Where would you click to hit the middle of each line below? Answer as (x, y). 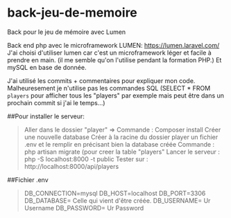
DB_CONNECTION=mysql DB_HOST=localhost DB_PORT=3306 (115, 193)
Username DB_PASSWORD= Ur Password (84, 208)
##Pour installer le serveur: (46, 116)
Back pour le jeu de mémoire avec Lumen (67, 32)
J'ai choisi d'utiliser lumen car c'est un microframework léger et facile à (109, 53)
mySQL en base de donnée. (47, 67)
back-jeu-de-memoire (72, 13)
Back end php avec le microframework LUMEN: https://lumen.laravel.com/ (113, 45)
